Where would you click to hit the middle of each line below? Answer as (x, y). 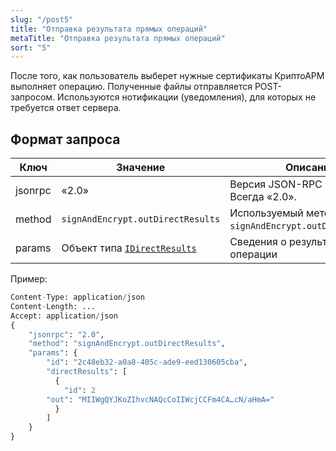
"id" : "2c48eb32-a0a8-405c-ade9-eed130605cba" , (147, 362)
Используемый (266, 213)
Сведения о (258, 242)
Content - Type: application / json (77, 297)
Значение (141, 168)
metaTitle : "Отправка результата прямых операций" (118, 38)
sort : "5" (31, 47)
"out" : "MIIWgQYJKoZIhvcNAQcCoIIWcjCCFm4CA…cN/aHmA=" (160, 399)
